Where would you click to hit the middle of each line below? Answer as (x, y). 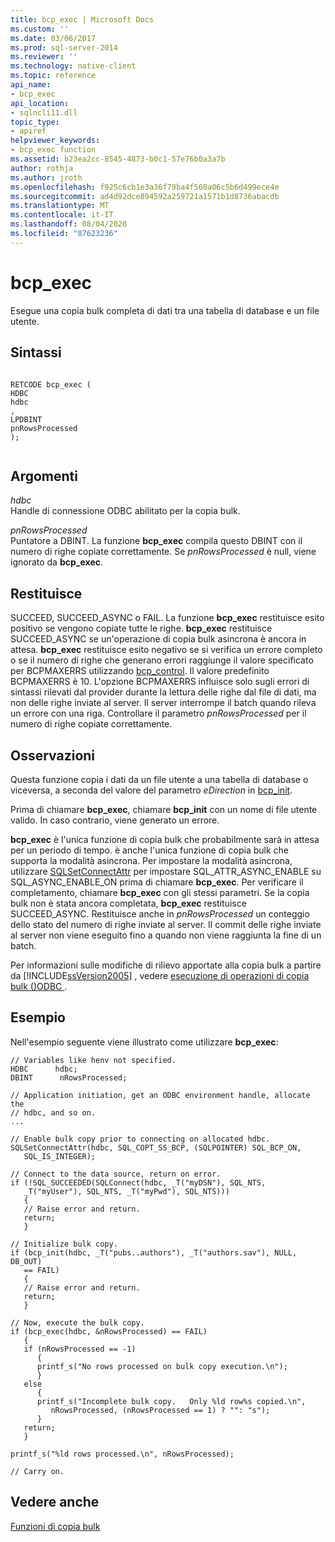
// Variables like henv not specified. (93, 1060)
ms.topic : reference (53, 76)
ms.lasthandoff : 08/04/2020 (69, 224)
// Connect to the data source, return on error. (116, 1174)
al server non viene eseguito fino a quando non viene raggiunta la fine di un (166, 935)
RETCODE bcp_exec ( (51, 384)
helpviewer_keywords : (55, 141)
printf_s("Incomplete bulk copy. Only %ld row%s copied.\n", (171, 1401)
